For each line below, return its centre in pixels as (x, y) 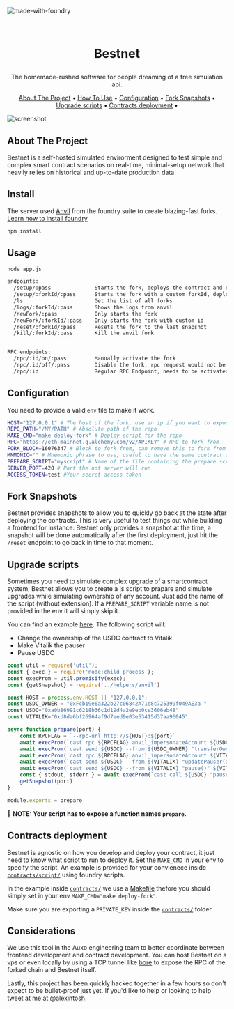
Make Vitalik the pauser (51, 645)
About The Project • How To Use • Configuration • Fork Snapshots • (117, 98)
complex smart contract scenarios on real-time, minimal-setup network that (116, 165)
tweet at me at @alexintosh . (47, 998)
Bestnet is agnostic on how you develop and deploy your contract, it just (111, 852)
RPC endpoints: (29, 352)
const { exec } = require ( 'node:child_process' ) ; (81, 672)
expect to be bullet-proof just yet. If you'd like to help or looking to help (109, 991)
